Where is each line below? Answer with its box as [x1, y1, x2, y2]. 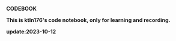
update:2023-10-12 [6, 28, 56, 35]
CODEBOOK [6, 5, 37, 12]
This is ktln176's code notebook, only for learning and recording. [6, 17, 171, 23]
